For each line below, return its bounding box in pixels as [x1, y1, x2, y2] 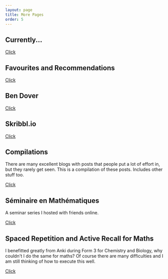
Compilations [5, 148, 48, 157]
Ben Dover [5, 91, 39, 100]
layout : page [5, 7, 33, 13]
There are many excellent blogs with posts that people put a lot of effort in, [5, 161, 160, 167]
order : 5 [5, 17, 24, 22]
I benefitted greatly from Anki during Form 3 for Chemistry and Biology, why [5, 248, 162, 254]
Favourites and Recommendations [5, 64, 115, 72]
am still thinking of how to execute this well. [5, 258, 96, 264]
